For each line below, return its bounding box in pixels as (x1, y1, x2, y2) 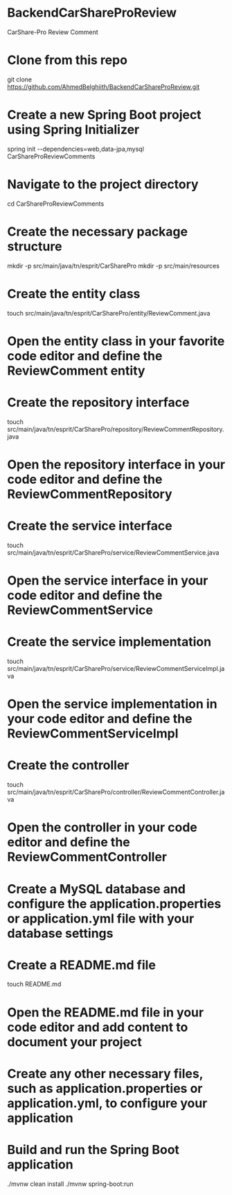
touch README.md (7, 980, 62, 989)
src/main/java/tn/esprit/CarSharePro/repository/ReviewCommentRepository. (7, 425, 224, 433)
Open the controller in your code (7, 820, 197, 836)
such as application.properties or (7, 1080, 203, 1096)
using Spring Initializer (7, 122, 140, 138)
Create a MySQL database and (7, 881, 186, 897)
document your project (7, 1034, 142, 1050)
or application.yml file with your (7, 911, 195, 926)
